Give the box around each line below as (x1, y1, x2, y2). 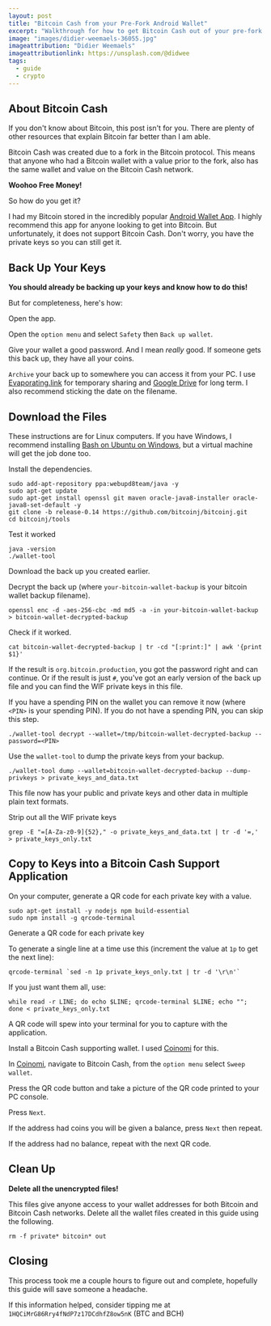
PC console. (8, 1092, 49, 1101)
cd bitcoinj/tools (8, 515, 70, 524)
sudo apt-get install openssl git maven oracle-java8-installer (8, 494, 230, 502)
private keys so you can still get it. (8, 238, 122, 247)
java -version (8, 545, 57, 554)
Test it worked (8, 530, 57, 539)
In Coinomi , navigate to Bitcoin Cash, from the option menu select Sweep (8, 1058, 245, 1068)
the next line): (8, 952, 54, 962)
